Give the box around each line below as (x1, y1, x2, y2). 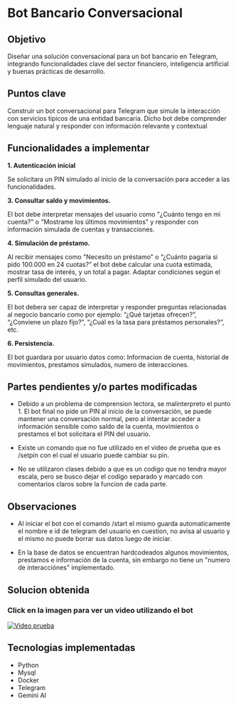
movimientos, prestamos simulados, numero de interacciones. (7, 360, 190, 368)
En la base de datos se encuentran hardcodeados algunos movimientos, (17, 548, 229, 557)
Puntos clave (7, 87, 66, 100)
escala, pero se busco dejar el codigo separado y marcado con (17, 472, 203, 481)
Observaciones (7, 501, 77, 513)
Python (17, 660, 39, 669)
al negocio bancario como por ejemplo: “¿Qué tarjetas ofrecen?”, (7, 310, 197, 319)
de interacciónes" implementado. (17, 563, 115, 572)
